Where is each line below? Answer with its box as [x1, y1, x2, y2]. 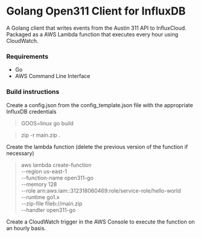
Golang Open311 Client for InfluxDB [6, 4, 186, 18]
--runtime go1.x [21, 193, 60, 200]
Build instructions [6, 88, 60, 96]
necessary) [6, 150, 34, 157]
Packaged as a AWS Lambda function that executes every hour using [6, 30, 179, 38]
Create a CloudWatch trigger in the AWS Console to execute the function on [6, 218, 195, 225]
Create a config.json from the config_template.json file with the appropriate [6, 101, 193, 108]
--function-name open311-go [21, 174, 94, 181]
